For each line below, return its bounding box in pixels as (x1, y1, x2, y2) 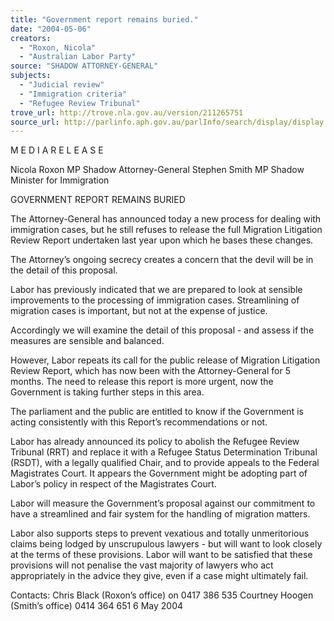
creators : (10, 33, 52, 43)
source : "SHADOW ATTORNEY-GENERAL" (10, 61, 159, 71)
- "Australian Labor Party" (19, 52, 137, 62)
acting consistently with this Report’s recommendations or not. (10, 416, 268, 428)
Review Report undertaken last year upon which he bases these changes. (10, 234, 314, 246)
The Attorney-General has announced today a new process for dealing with (10, 213, 322, 225)
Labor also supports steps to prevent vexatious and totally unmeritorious (10, 527, 310, 540)
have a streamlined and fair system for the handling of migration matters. (10, 508, 311, 520)
